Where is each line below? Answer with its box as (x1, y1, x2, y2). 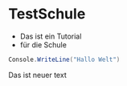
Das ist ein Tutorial (19, 31, 82, 41)
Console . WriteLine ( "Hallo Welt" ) (8, 55, 121, 63)
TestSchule (8, 5, 86, 23)
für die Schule (19, 39, 67, 49)
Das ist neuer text (8, 70, 67, 80)
